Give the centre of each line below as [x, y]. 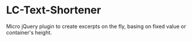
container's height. [29, 32]
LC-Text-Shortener [54, 10]
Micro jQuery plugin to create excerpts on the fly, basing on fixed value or [96, 26]
